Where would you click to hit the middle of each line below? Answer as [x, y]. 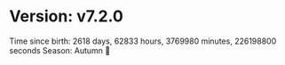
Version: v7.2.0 [67, 16]
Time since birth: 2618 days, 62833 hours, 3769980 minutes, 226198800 [143, 41]
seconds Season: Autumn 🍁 [60, 50]
